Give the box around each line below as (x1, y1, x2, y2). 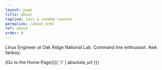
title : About (5, 12, 33, 17)
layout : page (5, 7, 33, 12)
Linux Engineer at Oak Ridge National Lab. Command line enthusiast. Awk (5, 44, 157, 50)
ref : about (5, 26, 28, 31)
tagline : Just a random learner (5, 16, 73, 21)
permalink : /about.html (5, 21, 55, 26)
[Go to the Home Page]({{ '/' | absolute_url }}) (5, 59, 99, 65)
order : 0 (5, 30, 24, 35)
